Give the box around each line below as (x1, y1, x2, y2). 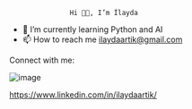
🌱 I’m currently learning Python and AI (22, 24, 163, 35)
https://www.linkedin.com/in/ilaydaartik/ (9, 89, 157, 100)
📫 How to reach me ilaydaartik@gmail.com (22, 34, 183, 45)
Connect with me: (9, 54, 74, 65)
